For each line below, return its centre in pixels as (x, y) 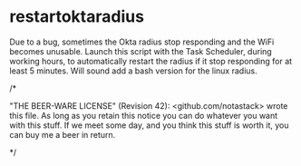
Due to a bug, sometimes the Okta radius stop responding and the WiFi (142, 42)
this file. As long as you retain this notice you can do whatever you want (144, 115)
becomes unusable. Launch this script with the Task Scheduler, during (141, 51)
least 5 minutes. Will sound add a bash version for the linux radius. (133, 71)
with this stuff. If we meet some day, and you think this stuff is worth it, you (149, 125)
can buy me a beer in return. (63, 134)
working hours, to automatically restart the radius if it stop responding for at (151, 61)
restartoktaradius (77, 17)
